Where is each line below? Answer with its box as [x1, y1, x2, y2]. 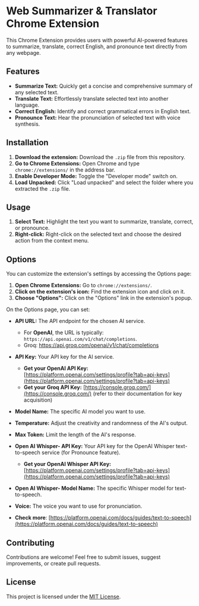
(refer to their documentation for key [93, 390, 182, 397]
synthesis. [14, 120, 40, 128]
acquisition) [23, 396, 53, 403]
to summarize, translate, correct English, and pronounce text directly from [6, 43, 187, 50]
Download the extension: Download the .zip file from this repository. [14, 153, 186, 160]
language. [14, 101, 40, 108]
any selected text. [14, 88, 59, 96]
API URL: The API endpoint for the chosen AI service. [14, 318, 146, 325]
